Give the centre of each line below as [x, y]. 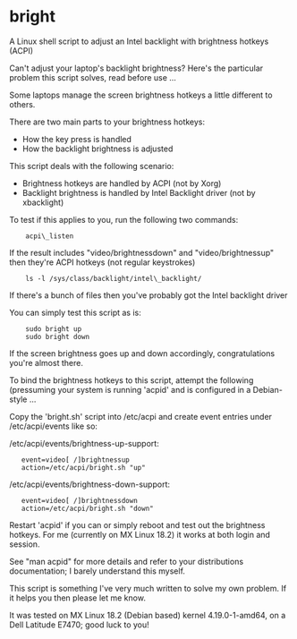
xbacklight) [43, 202]
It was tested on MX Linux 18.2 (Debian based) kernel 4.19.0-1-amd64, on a [148, 615]
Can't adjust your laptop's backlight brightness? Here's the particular [136, 68]
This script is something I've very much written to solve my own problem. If [148, 588]
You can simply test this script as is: [75, 312]
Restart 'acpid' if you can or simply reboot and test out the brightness [137, 524]
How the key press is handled [77, 139]
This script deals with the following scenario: [92, 166]
